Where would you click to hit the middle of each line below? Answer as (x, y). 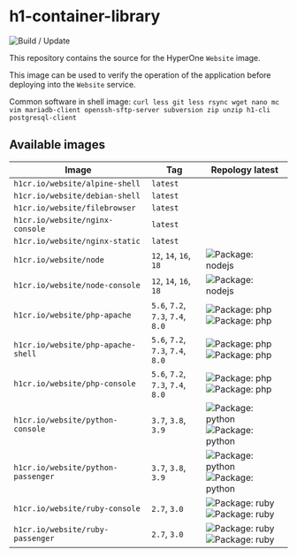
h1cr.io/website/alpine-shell (77, 183)
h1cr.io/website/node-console (77, 285)
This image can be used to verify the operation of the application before (140, 75)
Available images (57, 145)
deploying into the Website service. (72, 84)
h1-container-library (85, 16)
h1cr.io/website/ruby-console (77, 508)
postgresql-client (43, 118)
